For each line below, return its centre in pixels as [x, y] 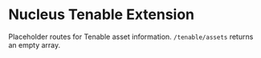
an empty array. [35, 44]
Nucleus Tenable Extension [102, 15]
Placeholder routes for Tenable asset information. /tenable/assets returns [131, 37]
